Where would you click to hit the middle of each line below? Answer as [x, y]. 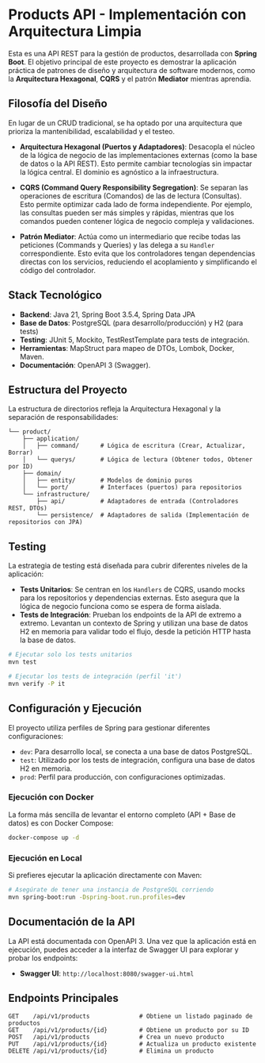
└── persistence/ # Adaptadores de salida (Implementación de [143, 515]
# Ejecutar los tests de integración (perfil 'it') [95, 676]
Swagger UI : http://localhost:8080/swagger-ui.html [107, 973]
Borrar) [21, 453]
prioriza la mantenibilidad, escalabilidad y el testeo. [92, 131]
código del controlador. [58, 270]
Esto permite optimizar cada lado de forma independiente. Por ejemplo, [136, 204]
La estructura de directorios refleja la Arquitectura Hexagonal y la [115, 409]
